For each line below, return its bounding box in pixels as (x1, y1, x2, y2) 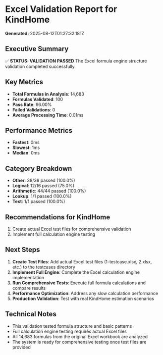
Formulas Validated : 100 (12, 96, 63, 102)
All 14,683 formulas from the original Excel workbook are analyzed (12, 333, 148, 340)
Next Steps (5, 246, 40, 254)
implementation (12, 274, 45, 280)
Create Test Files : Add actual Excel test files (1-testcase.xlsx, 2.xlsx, (12, 258, 152, 264)
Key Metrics (5, 78, 44, 86)
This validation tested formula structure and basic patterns (12, 323, 132, 329)
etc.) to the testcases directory (12, 264, 75, 270)
